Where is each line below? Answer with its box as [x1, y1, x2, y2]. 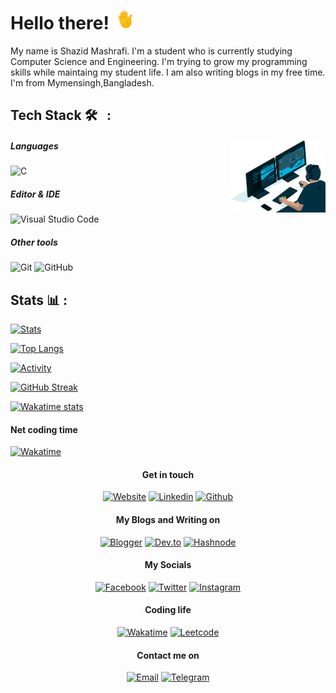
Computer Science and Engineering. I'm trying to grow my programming [10, 55, 308, 67]
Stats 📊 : [10, 291, 68, 309]
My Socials [144, 559, 192, 571]
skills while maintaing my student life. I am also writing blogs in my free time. [10, 66, 326, 78]
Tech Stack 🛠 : [10, 107, 112, 124]
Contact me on [136, 649, 200, 661]
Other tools [10, 236, 58, 248]
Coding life [144, 604, 192, 616]
